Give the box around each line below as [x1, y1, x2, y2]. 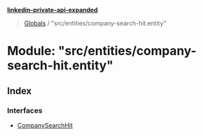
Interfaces [7, 106, 43, 115]
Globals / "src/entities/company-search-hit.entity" [23, 19, 167, 27]
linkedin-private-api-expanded [7, 6, 98, 14]
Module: [7, 43, 56, 59]
